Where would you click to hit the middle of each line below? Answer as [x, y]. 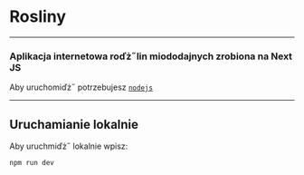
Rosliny [38, 17]
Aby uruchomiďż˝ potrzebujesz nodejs [81, 87]
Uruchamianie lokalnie [74, 124]
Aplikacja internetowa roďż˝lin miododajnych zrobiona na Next [151, 56]
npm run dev [32, 163]
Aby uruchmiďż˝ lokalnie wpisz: [69, 146]
